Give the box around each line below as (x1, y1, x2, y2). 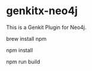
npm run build (6, 58, 40, 65)
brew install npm (6, 35, 47, 42)
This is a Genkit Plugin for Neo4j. (6, 24, 87, 31)
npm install (6, 46, 33, 54)
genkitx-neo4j (6, 4, 78, 18)
